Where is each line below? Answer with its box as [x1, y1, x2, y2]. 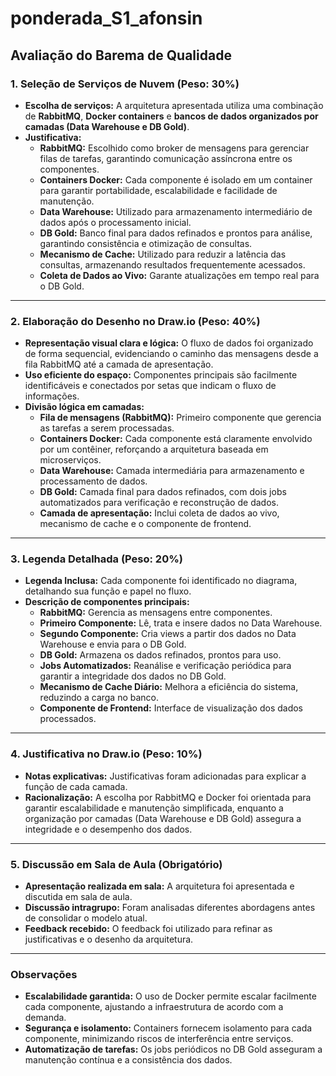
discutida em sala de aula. [24, 891, 133, 903]
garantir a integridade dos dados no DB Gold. [39, 670, 227, 682]
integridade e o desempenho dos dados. [24, 823, 193, 835]
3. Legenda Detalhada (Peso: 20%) [10, 552, 183, 566]
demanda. [24, 1012, 67, 1024]
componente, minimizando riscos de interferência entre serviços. [24, 1033, 294, 1045]
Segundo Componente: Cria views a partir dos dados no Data [39, 628, 297, 640]
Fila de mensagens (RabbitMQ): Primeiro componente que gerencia [39, 412, 322, 424]
